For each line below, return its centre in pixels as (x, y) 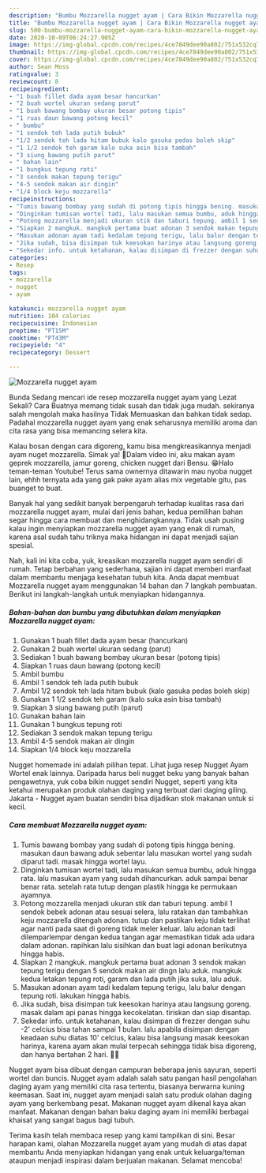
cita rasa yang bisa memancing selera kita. (79, 431)
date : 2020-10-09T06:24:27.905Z (62, 37)
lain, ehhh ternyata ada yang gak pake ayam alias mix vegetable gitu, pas (128, 480)
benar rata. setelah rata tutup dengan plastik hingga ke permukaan (129, 886)
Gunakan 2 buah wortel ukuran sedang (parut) (96, 649)
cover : (20, 60)
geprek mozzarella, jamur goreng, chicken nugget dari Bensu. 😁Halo (121, 463)
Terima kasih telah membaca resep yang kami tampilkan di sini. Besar (122, 1135)
